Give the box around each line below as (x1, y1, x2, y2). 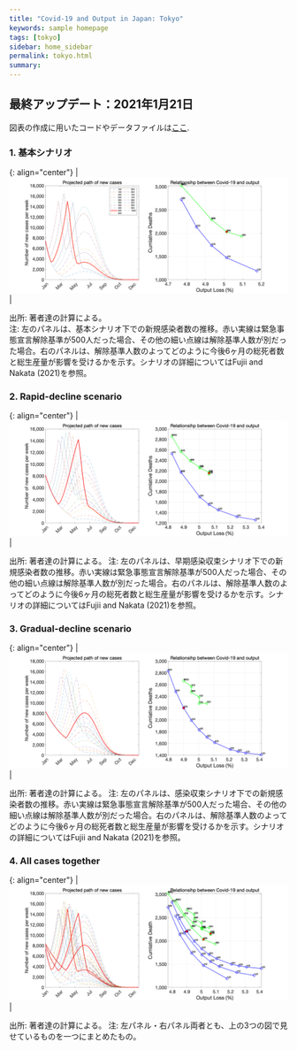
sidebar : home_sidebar (9, 42, 93, 51)
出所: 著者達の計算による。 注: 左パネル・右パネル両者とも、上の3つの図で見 (9, 1020, 288, 1031)
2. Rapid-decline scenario (9, 390, 122, 402)
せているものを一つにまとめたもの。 (9, 1031, 141, 1041)
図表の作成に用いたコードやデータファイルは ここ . (9, 122, 190, 133)
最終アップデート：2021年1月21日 (9, 97, 194, 112)
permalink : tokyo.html (9, 51, 93, 61)
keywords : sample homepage (9, 23, 109, 33)
